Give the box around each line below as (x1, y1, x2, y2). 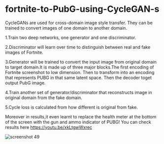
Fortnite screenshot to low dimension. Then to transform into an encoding (5, 69, 155, 75)
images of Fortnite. (5, 49, 43, 55)
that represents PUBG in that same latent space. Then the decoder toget (5, 74, 152, 80)
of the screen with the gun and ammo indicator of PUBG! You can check (5, 119, 151, 125)
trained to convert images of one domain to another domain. (5, 25, 127, 31)
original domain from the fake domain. (5, 95, 83, 101)
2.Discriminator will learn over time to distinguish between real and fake (5, 44, 151, 50)
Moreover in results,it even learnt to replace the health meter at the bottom (5, 113, 157, 119)
